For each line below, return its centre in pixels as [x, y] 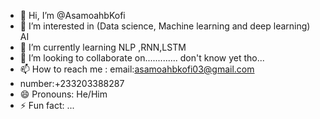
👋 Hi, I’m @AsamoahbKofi [72, 15]
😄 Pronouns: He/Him [63, 94]
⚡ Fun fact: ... [47, 105]
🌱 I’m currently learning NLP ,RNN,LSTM [103, 47]
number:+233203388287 [72, 83]
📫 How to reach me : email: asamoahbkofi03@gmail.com [137, 69]
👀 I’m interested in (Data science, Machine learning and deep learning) [165, 26]
